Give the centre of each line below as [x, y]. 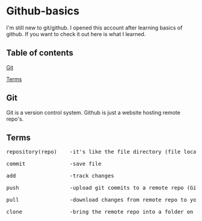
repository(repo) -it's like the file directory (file [93, 152]
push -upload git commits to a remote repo [95, 188]
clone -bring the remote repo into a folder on [100, 212]
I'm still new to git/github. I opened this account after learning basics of [94, 28]
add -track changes [60, 176]
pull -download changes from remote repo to [97, 200]
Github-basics [43, 11]
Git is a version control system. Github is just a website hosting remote [93, 112]
